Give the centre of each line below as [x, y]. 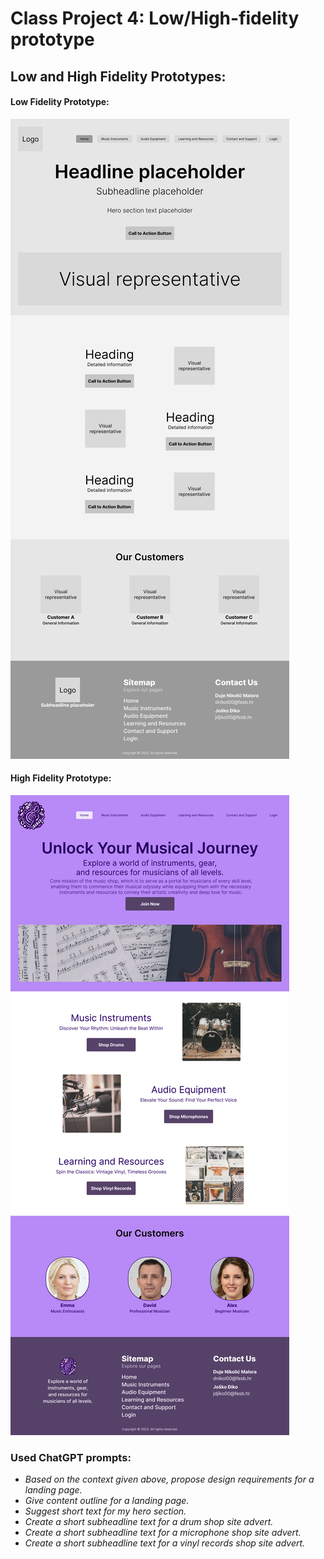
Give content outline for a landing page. [107, 1501]
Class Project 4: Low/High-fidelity [155, 18]
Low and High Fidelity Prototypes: [118, 76]
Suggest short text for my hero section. [105, 1511]
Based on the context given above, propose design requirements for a [169, 1479]
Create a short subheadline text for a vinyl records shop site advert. [165, 1543]
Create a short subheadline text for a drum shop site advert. [149, 1522]
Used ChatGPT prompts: [71, 1457]
